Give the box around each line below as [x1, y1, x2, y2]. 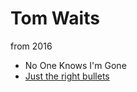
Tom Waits [10, 7, 100, 30]
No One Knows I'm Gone [24, 59, 127, 71]
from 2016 [10, 40, 53, 52]
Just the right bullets [24, 70, 110, 82]
